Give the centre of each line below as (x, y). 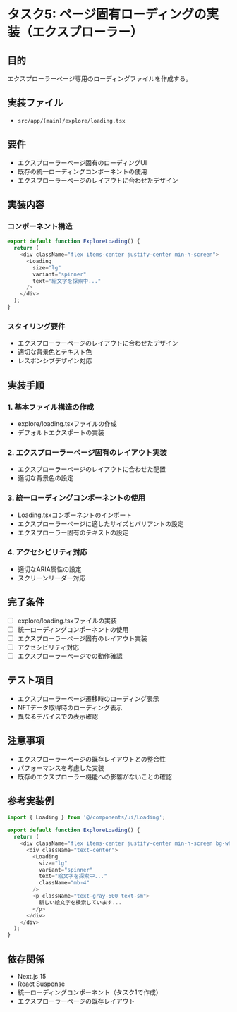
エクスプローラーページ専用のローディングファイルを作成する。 (100, 79)
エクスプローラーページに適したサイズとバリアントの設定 (101, 523)
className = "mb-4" (64, 883)
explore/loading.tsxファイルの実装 (67, 621)
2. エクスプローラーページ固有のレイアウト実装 (87, 452)
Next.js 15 (32, 976)
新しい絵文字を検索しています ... (80, 902)
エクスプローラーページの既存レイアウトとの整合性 (91, 759)
